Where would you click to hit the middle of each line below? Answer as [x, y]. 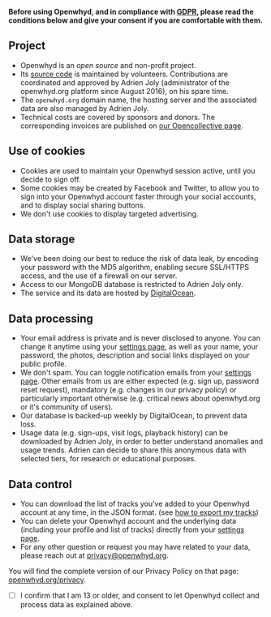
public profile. [43, 364]
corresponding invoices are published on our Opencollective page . [131, 126]
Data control [40, 484]
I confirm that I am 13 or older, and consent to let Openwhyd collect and [140, 596]
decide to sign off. [50, 179]
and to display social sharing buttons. [83, 205]
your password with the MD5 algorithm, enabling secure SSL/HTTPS [135, 268]
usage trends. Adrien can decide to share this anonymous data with [133, 450]
